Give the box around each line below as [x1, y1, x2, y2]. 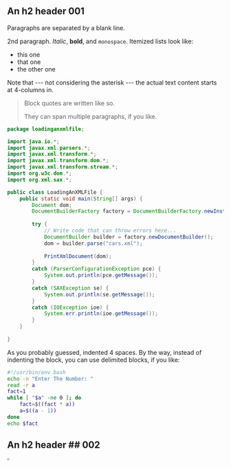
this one [16, 50, 41, 58]
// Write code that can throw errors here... [43, 227, 177, 235]
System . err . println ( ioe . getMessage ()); [43, 310, 158, 317]
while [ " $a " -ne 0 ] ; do [7, 395, 81, 402]
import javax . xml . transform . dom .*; [7, 158, 109, 164]
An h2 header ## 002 [7, 439, 101, 451]
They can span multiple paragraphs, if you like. [23, 112, 157, 120]
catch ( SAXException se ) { [32, 285, 109, 292]
